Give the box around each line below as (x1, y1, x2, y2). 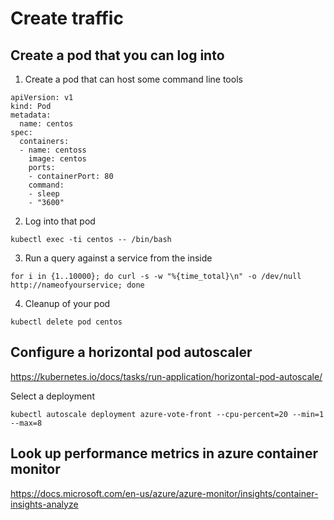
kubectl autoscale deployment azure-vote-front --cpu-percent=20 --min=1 (10, 409, 325, 419)
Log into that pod (24, 215, 96, 227)
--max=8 (10, 418, 43, 428)
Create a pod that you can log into (10, 47, 225, 64)
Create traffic (10, 7, 124, 30)
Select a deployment (10, 390, 95, 402)
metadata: (10, 110, 52, 120)
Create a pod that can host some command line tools (24, 73, 243, 85)
